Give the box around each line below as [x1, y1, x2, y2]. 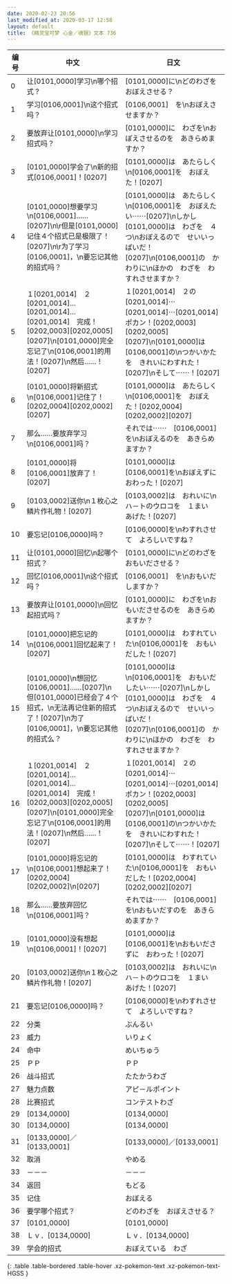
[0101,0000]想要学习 [26, 202, 98, 212]
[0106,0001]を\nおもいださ [125, 939, 217, 949]
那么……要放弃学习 [26, 428, 88, 438]
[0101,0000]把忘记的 [26, 629, 98, 639]
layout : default [7, 23, 54, 30]
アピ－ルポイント [125, 1085, 181, 1094]
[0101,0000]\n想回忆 [26, 673, 98, 683]
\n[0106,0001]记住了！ [26, 392, 105, 402]
